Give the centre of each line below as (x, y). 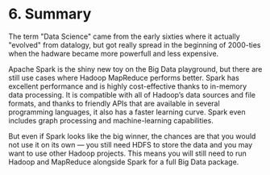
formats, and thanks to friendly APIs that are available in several (114, 103)
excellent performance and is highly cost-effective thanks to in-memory (128, 86)
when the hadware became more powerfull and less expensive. (114, 53)
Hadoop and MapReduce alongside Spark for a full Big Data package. (124, 161)
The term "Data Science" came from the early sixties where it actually (124, 36)
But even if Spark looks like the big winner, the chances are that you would (132, 136)
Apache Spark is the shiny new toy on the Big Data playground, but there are (135, 69)
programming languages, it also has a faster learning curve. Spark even (127, 112)
